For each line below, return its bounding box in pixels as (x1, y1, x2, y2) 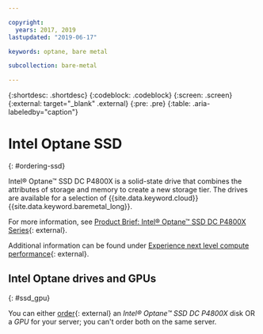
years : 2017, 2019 (15, 25, 77, 34)
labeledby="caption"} (8, 108, 78, 117)
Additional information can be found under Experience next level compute (8, 241, 250, 250)
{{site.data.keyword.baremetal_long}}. (8, 202, 133, 211)
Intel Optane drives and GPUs (8, 272, 157, 286)
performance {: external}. (8, 249, 90, 259)
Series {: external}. (8, 226, 67, 235)
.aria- (192, 99, 211, 108)
